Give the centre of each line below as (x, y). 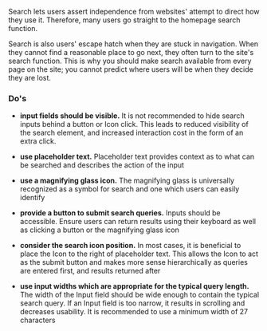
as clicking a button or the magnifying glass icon (99, 230)
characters (37, 320)
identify (32, 198)
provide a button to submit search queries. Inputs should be (120, 213)
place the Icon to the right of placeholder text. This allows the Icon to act (139, 254)
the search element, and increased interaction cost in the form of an (132, 133)
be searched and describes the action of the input (102, 165)
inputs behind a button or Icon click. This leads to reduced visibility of (134, 124)
